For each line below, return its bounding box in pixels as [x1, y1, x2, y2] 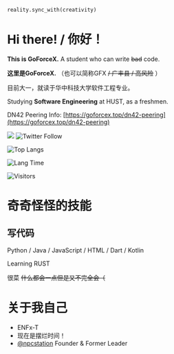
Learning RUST [7, 259, 50, 268]
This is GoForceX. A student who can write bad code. [7, 55, 160, 63]
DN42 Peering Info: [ [7, 110, 66, 119]
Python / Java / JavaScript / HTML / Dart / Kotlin [7, 246, 144, 254]
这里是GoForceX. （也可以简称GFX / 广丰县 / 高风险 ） [7, 69, 162, 77]
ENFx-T [17, 323, 39, 331]
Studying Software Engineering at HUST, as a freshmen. [7, 97, 168, 106]
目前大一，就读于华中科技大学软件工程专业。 [7, 83, 134, 92]
